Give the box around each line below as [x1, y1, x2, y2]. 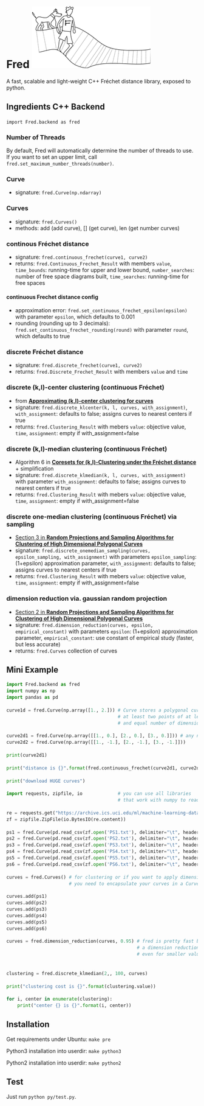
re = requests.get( [6, 810, 56, 816]
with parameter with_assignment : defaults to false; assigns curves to [15, 478, 186, 485]
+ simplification [15, 465, 54, 472]
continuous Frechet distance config [6, 293, 98, 301]
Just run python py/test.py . [6, 1093, 76, 1100]
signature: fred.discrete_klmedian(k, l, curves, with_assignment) [15, 472, 186, 479]
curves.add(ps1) [6, 894, 47, 900]
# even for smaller [136, 951, 186, 957]
